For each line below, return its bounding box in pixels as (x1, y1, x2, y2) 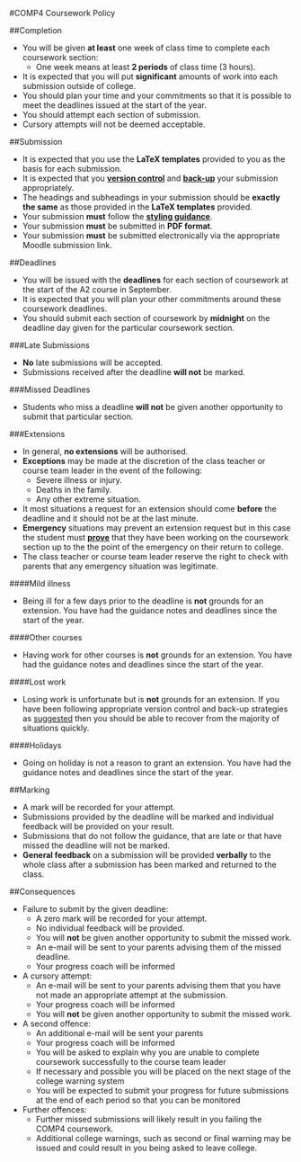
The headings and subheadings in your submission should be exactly (22, 192, 280, 202)
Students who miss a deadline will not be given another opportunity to (22, 402, 283, 412)
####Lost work (9, 676, 66, 687)
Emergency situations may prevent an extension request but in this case (22, 523, 291, 533)
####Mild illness (9, 578, 71, 588)
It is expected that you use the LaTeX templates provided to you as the (22, 154, 286, 165)
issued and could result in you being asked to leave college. (35, 1142, 258, 1153)
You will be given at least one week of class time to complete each (22, 42, 270, 53)
